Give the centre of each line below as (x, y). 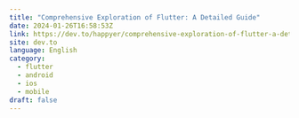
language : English (43, 51)
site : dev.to (33, 42)
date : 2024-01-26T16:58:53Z (61, 26)
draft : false (33, 100)
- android (35, 75)
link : (19, 34)
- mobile (33, 91)
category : (28, 59)
